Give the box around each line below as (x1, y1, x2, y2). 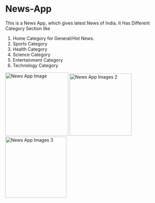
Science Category (12, 52, 51, 58)
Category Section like (5, 25, 50, 31)
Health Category (12, 46, 47, 52)
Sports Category (12, 40, 48, 46)
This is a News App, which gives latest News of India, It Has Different (5, 20, 150, 26)
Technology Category (12, 62, 58, 68)
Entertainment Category (12, 57, 63, 63)
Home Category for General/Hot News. (12, 35, 95, 41)
